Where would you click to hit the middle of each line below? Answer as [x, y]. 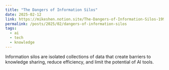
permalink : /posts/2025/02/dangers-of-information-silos [66, 24]
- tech [17, 38]
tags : [11, 28]
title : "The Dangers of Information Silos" [52, 10]
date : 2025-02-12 [23, 14]
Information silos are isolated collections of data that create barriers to [78, 56]
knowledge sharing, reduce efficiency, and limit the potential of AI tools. [80, 62]
